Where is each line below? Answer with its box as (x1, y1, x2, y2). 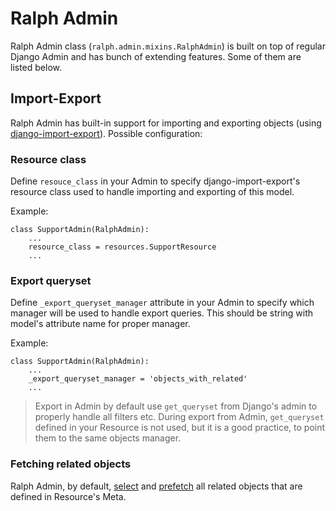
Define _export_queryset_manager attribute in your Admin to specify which (10, 297, 315, 309)
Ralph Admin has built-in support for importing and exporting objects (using (10, 117, 322, 129)
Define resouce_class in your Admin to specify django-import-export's (10, 175, 301, 187)
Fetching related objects (10, 457, 132, 471)
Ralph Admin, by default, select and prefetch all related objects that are (10, 480, 303, 492)
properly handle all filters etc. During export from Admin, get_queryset (34, 411, 325, 423)
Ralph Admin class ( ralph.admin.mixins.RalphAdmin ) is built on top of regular (10, 40, 326, 52)
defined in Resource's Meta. (10, 490, 127, 502)
